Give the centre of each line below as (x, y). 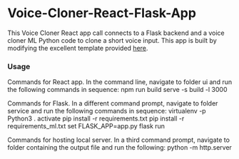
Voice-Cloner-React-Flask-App (102, 13)
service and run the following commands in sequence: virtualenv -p (107, 111)
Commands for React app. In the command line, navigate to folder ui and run (120, 82)
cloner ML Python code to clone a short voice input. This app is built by (112, 40)
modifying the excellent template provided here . (78, 48)
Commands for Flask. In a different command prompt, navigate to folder (113, 103)
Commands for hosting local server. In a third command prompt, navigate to (119, 140)
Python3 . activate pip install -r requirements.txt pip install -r (96, 118)
